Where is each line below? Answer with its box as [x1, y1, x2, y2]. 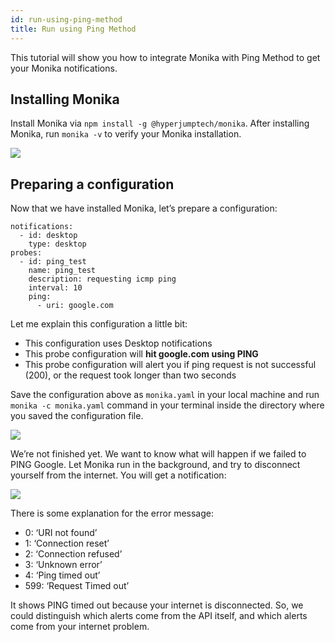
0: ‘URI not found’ [24, 527, 98, 539]
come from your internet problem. [10, 621, 150, 633]
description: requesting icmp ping [28, 274, 177, 285]
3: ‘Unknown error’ [24, 559, 103, 571]
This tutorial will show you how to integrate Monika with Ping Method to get [10, 51, 321, 63]
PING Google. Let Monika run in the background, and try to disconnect [10, 459, 301, 471]
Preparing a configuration [10, 176, 175, 193]
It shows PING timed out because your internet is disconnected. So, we [10, 599, 304, 611]
